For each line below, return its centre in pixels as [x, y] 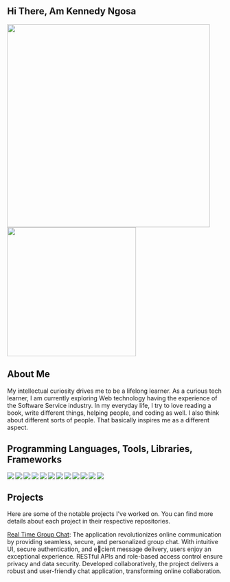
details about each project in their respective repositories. [89, 521]
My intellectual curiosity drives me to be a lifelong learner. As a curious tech [114, 391]
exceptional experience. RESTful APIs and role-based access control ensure [115, 557]
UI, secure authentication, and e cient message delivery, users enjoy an [109, 549]
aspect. [18, 427]
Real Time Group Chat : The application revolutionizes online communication [114, 535]
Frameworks [35, 460]
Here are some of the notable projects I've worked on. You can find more [110, 514]
